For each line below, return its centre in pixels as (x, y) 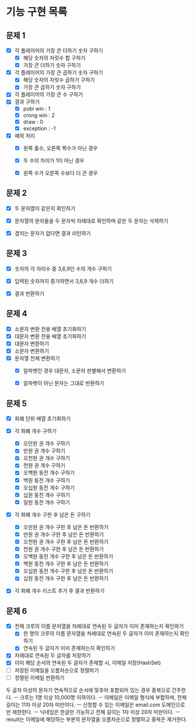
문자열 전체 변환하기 (37, 358)
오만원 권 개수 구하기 (47, 444)
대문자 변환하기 (32, 343)
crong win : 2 (39, 115)
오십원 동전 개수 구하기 (49, 487)
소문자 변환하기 (32, 351)
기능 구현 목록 (37, 12)
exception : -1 (40, 128)
